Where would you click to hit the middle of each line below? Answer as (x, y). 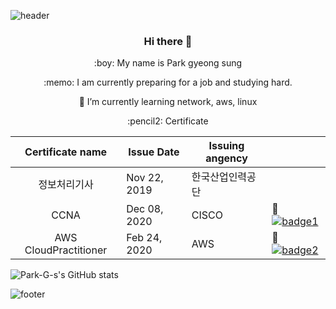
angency (226, 158)
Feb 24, (144, 238)
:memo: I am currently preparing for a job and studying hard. (168, 82)
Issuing (226, 146)
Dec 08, (145, 209)
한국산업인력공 (224, 177)
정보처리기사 (66, 185)
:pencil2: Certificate (168, 121)
